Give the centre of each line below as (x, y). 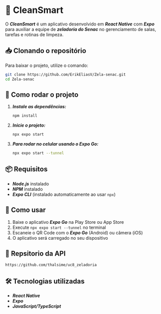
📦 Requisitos (26, 169)
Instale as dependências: (39, 107)
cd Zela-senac (20, 79)
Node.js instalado (31, 183)
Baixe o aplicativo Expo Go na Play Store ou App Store (68, 222)
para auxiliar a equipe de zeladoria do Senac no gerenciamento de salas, (80, 29)
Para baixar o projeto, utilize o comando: (47, 65)
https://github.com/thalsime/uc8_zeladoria (51, 265)
